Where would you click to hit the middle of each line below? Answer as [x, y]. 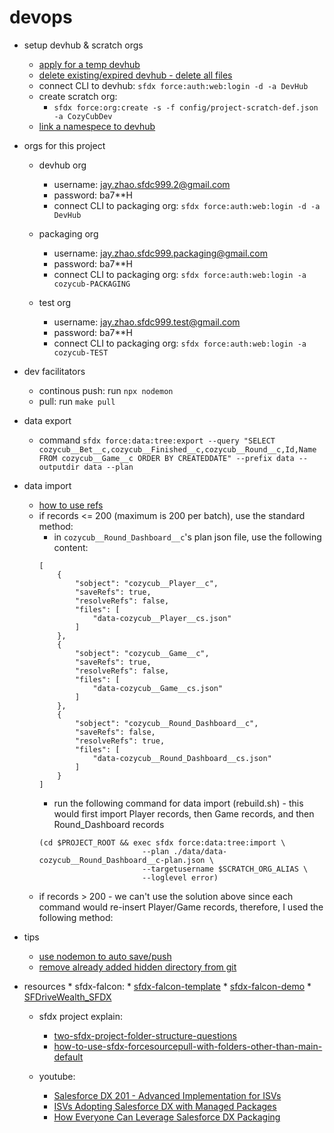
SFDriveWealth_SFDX [67, 997]
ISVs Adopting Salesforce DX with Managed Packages [165, 1106]
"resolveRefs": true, [120, 741]
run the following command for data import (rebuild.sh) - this [178, 803]
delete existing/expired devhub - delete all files [135, 75]
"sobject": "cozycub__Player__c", [146, 583]
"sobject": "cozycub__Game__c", [142, 653]
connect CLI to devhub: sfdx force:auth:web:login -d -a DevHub [173, 85]
